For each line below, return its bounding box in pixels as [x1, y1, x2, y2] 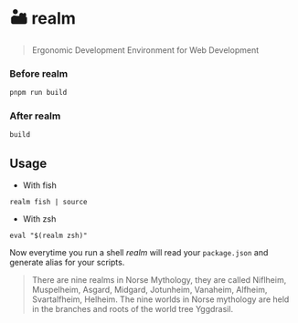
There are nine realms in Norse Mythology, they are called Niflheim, [31, 275, 287, 286]
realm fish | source [9, 198, 89, 207]
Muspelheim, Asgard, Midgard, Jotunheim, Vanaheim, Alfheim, [31, 285, 268, 296]
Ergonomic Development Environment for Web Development [31, 44, 259, 56]
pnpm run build [9, 89, 68, 98]
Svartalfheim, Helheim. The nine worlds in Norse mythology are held [31, 294, 290, 305]
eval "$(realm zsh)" [9, 231, 89, 241]
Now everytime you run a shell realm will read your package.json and [9, 247, 269, 258]
